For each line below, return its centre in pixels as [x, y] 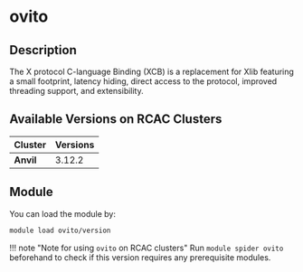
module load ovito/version [60, 230]
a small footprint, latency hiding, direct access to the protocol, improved [143, 81]
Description [43, 50]
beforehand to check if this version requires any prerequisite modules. [140, 257]
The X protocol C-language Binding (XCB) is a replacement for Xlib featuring [151, 71]
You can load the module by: [62, 213]
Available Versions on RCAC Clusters [116, 119]
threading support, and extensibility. [77, 91]
